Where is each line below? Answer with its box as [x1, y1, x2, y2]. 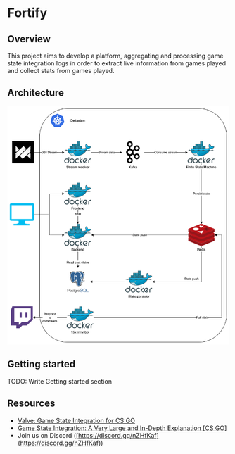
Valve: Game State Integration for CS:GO [17, 416, 136, 424]
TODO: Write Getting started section [7, 377, 113, 385]
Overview [7, 33, 51, 45]
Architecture [7, 87, 65, 99]
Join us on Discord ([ [17, 431, 79, 439]
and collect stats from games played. [7, 67, 115, 75]
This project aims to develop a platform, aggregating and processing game [7, 51, 224, 60]
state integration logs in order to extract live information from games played [7, 59, 227, 68]
